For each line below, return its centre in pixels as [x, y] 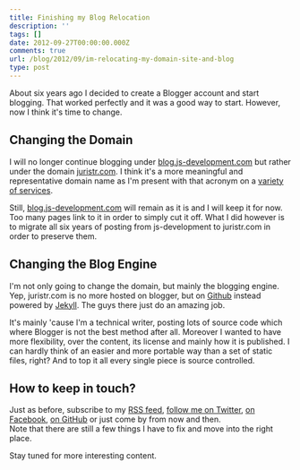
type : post [30, 68]
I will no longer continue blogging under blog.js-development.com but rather [150, 161]
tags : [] [26, 34]
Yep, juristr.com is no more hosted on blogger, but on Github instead [135, 295]
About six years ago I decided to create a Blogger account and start [134, 93]
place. [21, 439]
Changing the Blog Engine [83, 265]
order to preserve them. [53, 236]
